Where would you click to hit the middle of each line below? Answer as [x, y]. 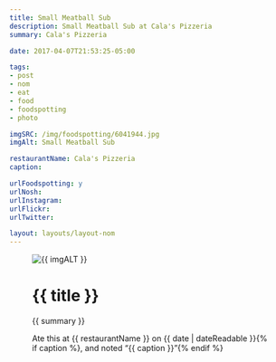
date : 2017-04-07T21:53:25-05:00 [72, 51]
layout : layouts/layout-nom [62, 233]
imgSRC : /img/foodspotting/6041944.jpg [85, 134]
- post [22, 76]
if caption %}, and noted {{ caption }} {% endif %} [128, 348]
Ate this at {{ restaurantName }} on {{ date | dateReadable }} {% [150, 338]
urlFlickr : [30, 209]
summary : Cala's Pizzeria [58, 34]
